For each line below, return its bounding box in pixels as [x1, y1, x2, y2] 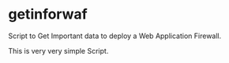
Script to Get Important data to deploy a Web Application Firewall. [8, 31, 222, 40]
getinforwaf [8, 5, 88, 23]
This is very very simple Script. [8, 46, 109, 55]
